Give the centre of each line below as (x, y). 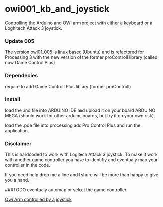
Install (13, 99)
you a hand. (17, 180)
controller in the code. (28, 165)
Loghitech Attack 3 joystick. (34, 28)
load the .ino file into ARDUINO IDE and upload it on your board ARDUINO (80, 110)
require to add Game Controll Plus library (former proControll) (68, 86)
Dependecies (22, 76)
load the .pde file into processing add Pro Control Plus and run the (73, 125)
